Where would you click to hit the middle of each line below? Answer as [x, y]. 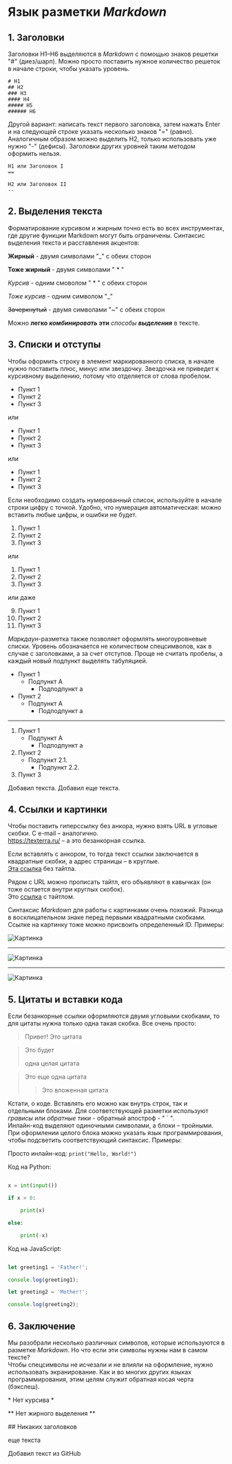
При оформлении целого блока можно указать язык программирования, [115, 1133]
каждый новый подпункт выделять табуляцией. [78, 661]
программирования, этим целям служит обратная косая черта [101, 1379]
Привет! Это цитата [53, 1037]
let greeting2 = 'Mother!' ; [48, 1292]
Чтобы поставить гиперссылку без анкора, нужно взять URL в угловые [113, 826]
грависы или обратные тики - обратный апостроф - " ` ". [91, 1119]
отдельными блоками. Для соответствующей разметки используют [108, 1111]
